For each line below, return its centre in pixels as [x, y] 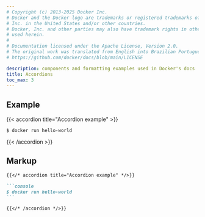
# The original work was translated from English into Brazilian [91, 52]
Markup [22, 161]
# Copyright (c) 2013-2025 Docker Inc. [57, 12]
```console [20, 186]
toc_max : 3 [20, 80]
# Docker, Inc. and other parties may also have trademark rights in [97, 29]
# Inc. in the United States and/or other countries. [76, 23]
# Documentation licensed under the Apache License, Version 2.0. [92, 46]
